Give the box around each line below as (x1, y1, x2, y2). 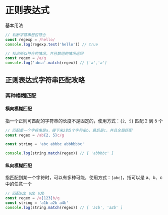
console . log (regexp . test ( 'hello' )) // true (5, 41, 98, 47)
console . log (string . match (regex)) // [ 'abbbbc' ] (5, 151, 114, 156)
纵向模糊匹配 (5, 162, 32, 168)
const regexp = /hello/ (5, 37, 55, 42)
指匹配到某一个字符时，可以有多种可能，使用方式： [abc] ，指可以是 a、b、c (5, 175, 163, 181)
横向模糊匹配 (5, 106, 32, 112)
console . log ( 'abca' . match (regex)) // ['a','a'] (5, 60, 107, 66)
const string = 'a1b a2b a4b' (5, 200, 69, 205)
